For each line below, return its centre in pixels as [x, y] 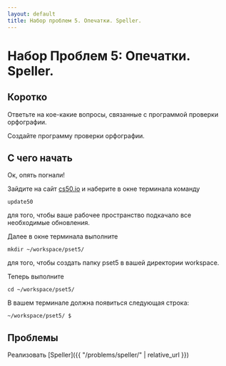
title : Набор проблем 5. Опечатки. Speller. [75, 21]
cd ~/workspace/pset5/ [41, 290]
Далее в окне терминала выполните [63, 236]
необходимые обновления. [49, 223]
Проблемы [33, 338]
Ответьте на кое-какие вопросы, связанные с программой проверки [113, 114]
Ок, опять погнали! [36, 175]
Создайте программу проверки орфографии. [76, 135]
